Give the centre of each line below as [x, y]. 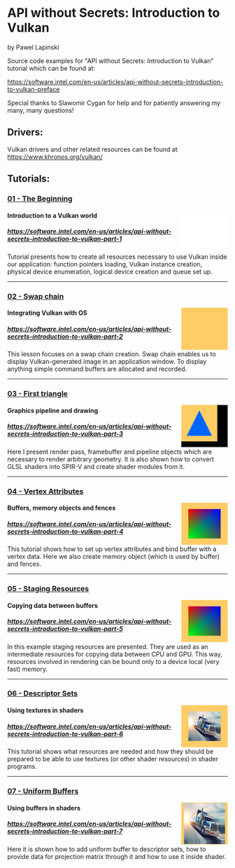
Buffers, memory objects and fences [62, 508]
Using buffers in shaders [44, 808]
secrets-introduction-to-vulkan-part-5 [65, 629]
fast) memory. [27, 669]
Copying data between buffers [52, 605]
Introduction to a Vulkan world [52, 215]
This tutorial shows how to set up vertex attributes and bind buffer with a [112, 549]
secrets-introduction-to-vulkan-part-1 [65, 239]
